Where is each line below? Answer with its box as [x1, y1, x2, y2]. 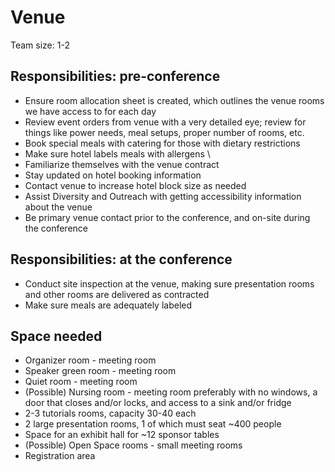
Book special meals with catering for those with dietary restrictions [24, 137, 301, 149]
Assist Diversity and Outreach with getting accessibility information [24, 190, 302, 202]
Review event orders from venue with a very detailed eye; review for [24, 116, 307, 128]
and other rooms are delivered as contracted [24, 288, 210, 300]
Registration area [24, 450, 96, 462]
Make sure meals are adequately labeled [24, 299, 193, 311]
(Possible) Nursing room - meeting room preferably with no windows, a [24, 386, 318, 398]
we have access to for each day [24, 105, 157, 117]
